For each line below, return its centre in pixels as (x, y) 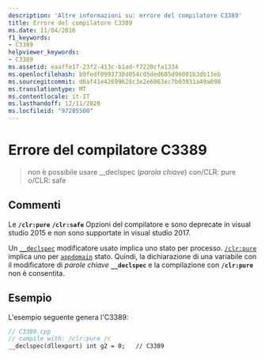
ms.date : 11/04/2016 (42, 30)
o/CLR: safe (47, 180)
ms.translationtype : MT (47, 89)
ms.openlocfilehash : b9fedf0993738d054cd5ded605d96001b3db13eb (115, 74)
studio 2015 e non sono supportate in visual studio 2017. (100, 232)
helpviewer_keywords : (44, 52)
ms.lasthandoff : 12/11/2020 (55, 104)
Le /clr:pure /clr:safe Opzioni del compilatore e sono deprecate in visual (130, 224)
